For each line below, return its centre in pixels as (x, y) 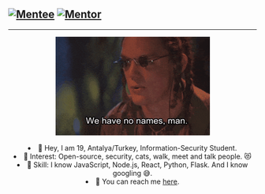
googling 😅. (132, 173)
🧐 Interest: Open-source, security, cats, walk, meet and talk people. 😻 (138, 156)
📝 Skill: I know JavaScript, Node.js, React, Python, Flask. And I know (137, 164)
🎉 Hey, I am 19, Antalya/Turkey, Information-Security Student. (138, 147)
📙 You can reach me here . (138, 181)
